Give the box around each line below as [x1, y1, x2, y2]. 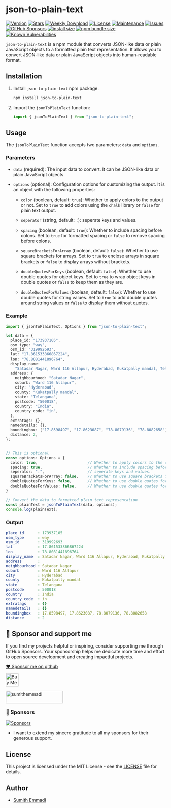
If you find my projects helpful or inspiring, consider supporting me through [6, 643, 163, 649]
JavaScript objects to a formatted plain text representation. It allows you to [6, 46, 162, 52]
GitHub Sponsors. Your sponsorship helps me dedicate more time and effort [6, 649, 164, 655]
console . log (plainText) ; [6, 507, 58, 512]
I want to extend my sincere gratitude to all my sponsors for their [13, 730, 149, 736]
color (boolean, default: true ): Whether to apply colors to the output [20, 197, 163, 203]
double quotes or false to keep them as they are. [20, 279, 124, 285]
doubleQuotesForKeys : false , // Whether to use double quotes [10, 479, 158, 484]
